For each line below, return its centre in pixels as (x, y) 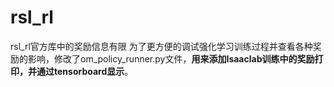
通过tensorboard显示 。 (85, 71)
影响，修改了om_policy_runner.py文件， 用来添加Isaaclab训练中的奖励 (171, 58)
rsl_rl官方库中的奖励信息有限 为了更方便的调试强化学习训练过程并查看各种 (161, 46)
